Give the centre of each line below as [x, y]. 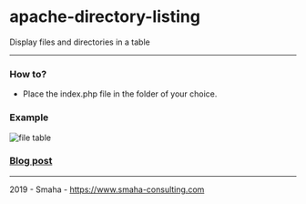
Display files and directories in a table [80, 42]
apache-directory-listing [105, 17]
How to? [28, 74]
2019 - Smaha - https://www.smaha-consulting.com [107, 189]
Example [29, 117]
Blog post [31, 161]
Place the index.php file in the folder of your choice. [120, 94]
